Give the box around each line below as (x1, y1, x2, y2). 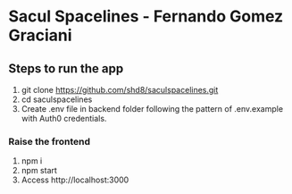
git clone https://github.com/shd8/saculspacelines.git (21, 85, 219, 95)
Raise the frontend (8, 135, 91, 148)
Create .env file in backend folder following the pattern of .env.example (21, 104, 283, 114)
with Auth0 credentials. (21, 114, 107, 123)
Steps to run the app (8, 61, 124, 76)
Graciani (8, 25, 72, 46)
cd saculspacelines (21, 94, 93, 105)
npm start (21, 165, 57, 176)
